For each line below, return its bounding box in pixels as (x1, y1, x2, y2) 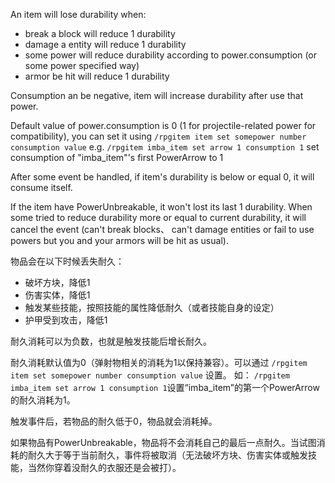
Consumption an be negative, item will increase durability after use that (10, 90, 304, 101)
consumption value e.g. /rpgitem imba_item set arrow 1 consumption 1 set (10, 141, 320, 153)
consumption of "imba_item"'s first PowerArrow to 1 (10, 152, 224, 163)
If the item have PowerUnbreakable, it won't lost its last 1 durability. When (10, 201, 313, 213)
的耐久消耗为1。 (10, 394, 76, 406)
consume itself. (10, 182, 73, 193)
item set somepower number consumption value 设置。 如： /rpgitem (10, 369, 290, 381)
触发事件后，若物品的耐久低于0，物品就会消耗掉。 (10, 415, 218, 427)
